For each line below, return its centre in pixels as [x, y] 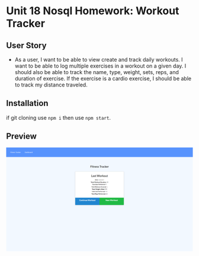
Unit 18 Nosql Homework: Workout [93, 11]
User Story [26, 45]
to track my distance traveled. [51, 85]
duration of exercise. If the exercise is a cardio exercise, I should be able [103, 79]
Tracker [26, 23]
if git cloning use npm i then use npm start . [59, 117]
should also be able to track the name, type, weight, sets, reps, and [97, 72]
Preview [22, 137]
